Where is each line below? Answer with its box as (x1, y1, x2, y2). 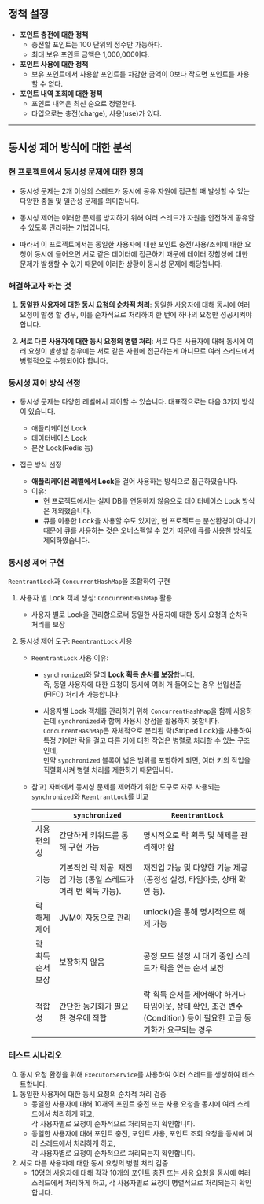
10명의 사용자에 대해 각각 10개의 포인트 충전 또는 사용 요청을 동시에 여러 (31, 1168, 251, 1177)
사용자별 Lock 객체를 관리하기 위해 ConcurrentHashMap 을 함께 (42, 707, 232, 716)
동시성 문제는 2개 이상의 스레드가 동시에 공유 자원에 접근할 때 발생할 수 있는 (19, 186, 250, 195)
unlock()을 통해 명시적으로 (142, 907, 237, 918)
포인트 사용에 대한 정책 (19, 59, 89, 68)
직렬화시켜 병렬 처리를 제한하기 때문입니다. (42, 766, 174, 775)
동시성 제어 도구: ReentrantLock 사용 (19, 637, 133, 646)
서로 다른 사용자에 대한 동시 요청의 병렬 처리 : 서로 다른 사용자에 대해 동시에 (19, 336, 246, 345)
